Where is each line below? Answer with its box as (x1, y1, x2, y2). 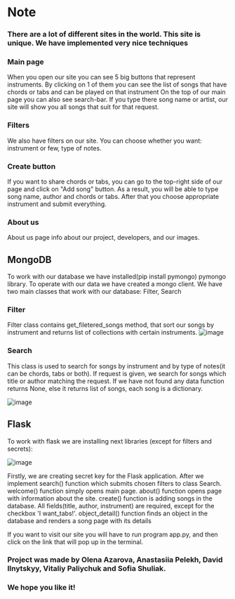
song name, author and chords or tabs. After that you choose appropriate (7, 193, 220, 200)
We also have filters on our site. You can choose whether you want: (7, 136, 202, 145)
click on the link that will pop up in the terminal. (7, 537, 144, 546)
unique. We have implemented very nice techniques (7, 38, 188, 48)
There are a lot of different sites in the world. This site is (7, 30, 201, 39)
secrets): (7, 444, 33, 453)
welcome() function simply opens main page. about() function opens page (7, 487, 222, 495)
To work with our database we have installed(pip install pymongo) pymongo (7, 272, 227, 281)
